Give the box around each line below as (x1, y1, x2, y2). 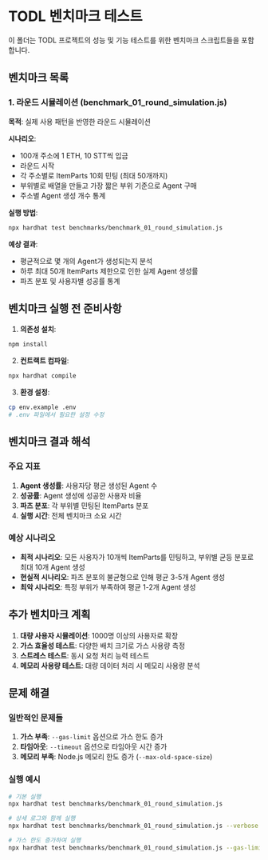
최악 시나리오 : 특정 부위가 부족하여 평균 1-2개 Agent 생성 (19, 582, 196, 592)
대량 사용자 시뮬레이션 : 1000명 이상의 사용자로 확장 (19, 630, 179, 640)
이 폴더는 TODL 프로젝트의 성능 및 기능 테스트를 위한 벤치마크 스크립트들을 (8, 35, 240, 45)
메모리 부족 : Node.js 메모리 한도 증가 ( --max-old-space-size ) (19, 752, 213, 762)
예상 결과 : (8, 239, 38, 249)
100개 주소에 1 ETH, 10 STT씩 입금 (19, 150, 129, 160)
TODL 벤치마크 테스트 (8, 7, 144, 26)
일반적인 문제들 (8, 712, 64, 723)
